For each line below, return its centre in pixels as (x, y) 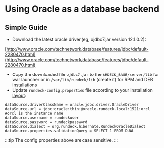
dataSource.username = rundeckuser (42, 118)
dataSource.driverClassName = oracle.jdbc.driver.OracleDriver (72, 105)
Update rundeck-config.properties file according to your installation (82, 90)
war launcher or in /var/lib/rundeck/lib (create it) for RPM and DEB (82, 80)
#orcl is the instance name (34, 113)
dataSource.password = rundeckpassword (46, 122)
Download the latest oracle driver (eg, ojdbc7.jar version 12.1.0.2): (79, 39)
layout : (19, 96)
